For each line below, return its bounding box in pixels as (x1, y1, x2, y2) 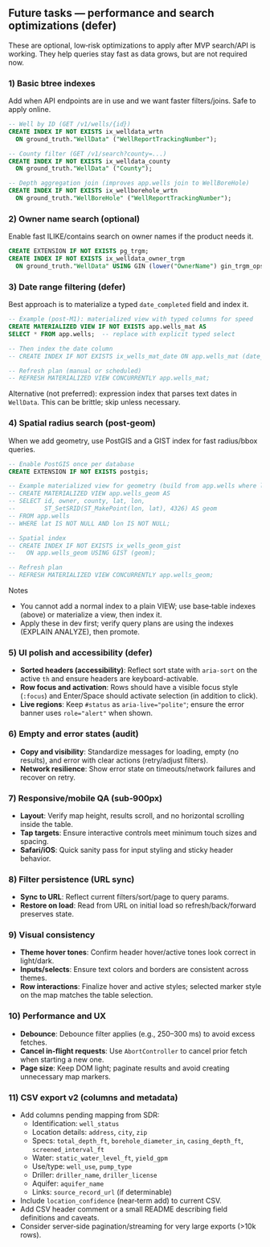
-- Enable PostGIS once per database (8, 459, 135, 468)
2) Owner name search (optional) (8, 213, 141, 224)
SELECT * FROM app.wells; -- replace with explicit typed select (8, 330, 235, 338)
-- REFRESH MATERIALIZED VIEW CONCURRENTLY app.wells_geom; (8, 572, 215, 580)
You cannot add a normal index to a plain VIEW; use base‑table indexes (19, 601, 256, 611)
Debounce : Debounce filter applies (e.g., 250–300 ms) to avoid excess (19, 1029, 256, 1038)
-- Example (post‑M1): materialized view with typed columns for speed (8, 315, 253, 323)
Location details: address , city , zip (31, 1128, 148, 1137)
